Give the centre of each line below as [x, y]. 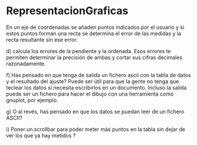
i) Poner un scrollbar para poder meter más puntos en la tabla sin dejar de [96, 129]
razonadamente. [26, 64]
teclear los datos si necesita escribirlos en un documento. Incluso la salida [96, 87]
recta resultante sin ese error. [42, 39]
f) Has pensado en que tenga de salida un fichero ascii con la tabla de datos [98, 75]
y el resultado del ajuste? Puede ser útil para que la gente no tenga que [93, 81]
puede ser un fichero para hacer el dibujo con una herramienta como [90, 94]
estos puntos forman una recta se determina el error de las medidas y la [94, 33]
